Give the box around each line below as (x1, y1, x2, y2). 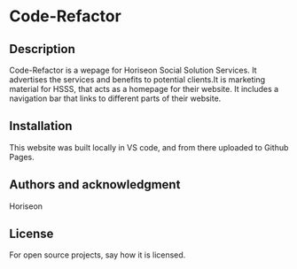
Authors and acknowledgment (9, 177, 181, 192)
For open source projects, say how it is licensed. (9, 250, 186, 260)
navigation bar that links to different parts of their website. (9, 93, 222, 104)
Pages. (9, 151, 35, 162)
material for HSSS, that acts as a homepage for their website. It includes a (9, 84, 279, 94)
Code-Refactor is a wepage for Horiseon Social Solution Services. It (9, 65, 257, 75)
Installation (9, 119, 73, 134)
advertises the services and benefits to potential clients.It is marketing (9, 74, 266, 85)
